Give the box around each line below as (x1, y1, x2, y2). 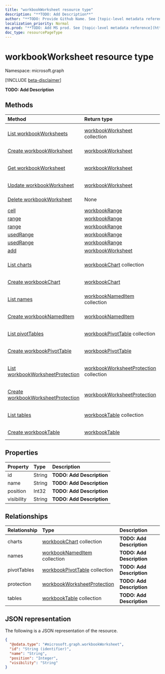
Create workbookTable (7, 429, 60, 436)
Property (7, 463, 29, 470)
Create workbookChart (7, 278, 60, 285)
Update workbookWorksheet (7, 182, 74, 189)
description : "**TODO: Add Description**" (5, 12, 93, 17)
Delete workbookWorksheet (7, 196, 72, 202)
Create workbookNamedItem (7, 313, 75, 320)
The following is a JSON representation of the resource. (5, 628, 118, 634)
